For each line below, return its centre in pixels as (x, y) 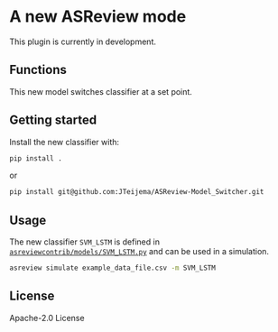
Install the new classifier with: (65, 142)
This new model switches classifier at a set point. (101, 91)
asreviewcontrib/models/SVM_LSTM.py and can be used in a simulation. (139, 252)
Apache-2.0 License (47, 318)
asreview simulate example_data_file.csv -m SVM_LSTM (113, 268)
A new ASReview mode (98, 17)
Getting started (53, 120)
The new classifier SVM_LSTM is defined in (85, 242)
